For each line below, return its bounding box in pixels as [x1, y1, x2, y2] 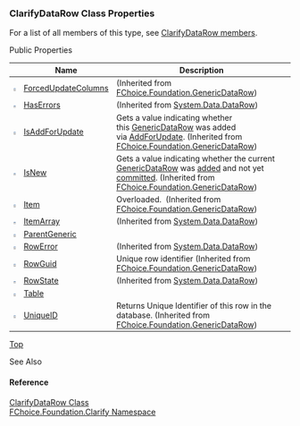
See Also [9, 356, 43, 367]
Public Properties [9, 45, 73, 55]
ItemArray [23, 216, 61, 226]
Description [179, 64, 224, 75]
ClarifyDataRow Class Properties [9, 7, 155, 20]
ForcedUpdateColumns [23, 82, 109, 93]
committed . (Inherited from [115, 172, 215, 183]
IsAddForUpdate [23, 126, 84, 137]
